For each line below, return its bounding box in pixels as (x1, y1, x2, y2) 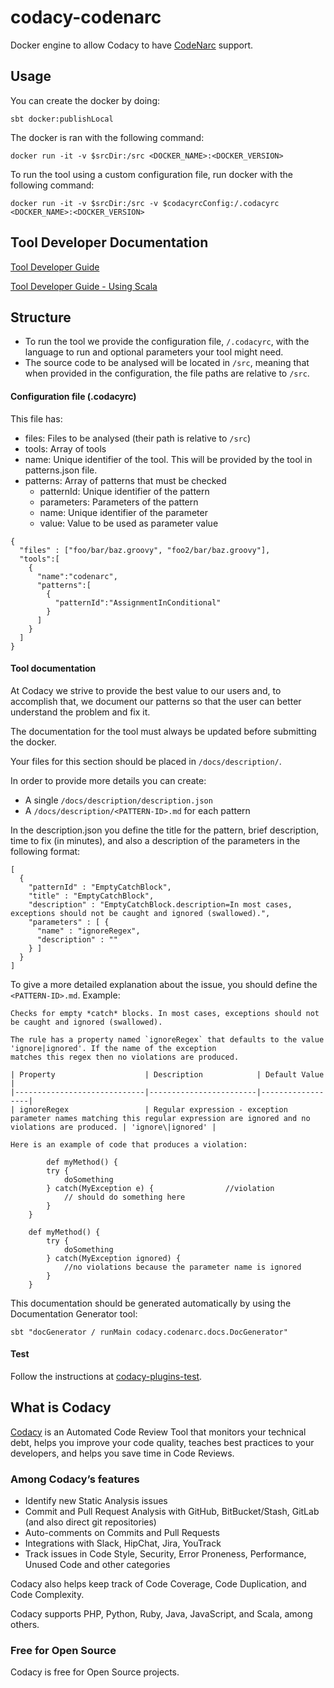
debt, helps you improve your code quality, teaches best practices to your (10, 1436, 315, 1448)
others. (10, 1619, 40, 1631)
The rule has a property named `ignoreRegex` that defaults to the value (10, 1034, 325, 1045)
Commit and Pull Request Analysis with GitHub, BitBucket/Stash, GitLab (24, 1506, 320, 1518)
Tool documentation (10, 662, 97, 675)
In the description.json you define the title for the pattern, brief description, (10, 824, 319, 836)
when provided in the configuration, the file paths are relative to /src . (24, 367, 310, 380)
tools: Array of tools (24, 442, 107, 455)
